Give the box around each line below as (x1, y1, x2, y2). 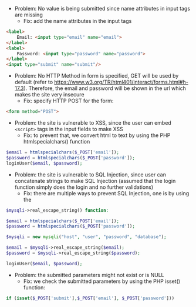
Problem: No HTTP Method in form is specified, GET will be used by (14, 72, 179, 79)
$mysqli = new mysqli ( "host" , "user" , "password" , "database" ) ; (6, 234, 167, 240)
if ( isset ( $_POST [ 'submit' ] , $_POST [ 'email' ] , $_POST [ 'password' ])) (6, 295, 175, 301)
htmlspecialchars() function (23, 138, 90, 145)
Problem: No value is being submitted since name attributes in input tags (14, 5, 191, 12)
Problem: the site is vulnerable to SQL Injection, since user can (14, 171, 166, 178)
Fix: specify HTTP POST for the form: (23, 97, 114, 105)
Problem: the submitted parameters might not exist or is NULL (14, 271, 164, 278)
